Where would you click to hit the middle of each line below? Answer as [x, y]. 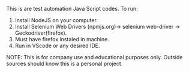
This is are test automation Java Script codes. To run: [72, 9]
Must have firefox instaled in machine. [62, 39]
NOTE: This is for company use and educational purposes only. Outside [94, 57]
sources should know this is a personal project [64, 63]
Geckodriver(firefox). [41, 33]
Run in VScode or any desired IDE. [57, 45]
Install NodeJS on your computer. [56, 20]
